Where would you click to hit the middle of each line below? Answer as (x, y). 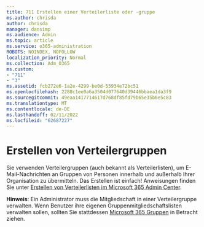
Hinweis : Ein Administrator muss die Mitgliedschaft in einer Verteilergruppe (102, 199)
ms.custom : (20, 69)
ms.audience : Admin (31, 35)
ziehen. (16, 219)
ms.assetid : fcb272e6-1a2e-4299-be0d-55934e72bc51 (73, 87)
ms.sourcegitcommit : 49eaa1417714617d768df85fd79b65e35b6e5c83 (89, 98)
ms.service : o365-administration (49, 47)
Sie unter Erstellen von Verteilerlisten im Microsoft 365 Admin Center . (94, 187)
